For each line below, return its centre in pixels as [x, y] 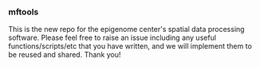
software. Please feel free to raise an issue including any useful [112, 37]
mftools [24, 12]
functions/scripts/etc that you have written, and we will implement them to [130, 46]
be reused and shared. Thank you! [65, 55]
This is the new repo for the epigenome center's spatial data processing [126, 30]
